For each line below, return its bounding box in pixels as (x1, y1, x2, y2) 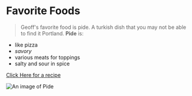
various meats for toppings (14, 54, 81, 61)
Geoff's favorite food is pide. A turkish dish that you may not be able (20, 24, 187, 31)
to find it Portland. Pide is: (20, 29, 84, 37)
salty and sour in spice (14, 60, 70, 67)
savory (14, 47, 32, 54)
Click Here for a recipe (6, 71, 61, 78)
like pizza (14, 41, 38, 48)
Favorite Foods (6, 4, 81, 18)
